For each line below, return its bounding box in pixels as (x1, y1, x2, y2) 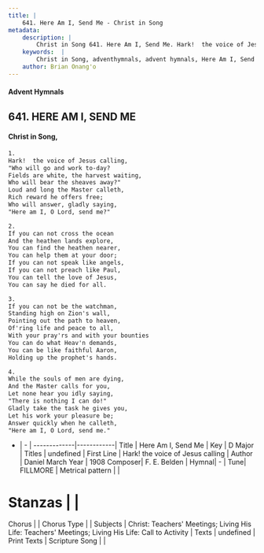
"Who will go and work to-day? (8, 164, 111, 172)
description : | (22, 33, 72, 42)
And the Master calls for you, (8, 383, 111, 391)
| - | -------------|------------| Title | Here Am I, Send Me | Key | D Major (19, 440, 254, 450)
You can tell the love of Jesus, (8, 273, 118, 281)
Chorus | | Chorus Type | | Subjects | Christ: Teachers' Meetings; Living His (8, 519, 251, 529)
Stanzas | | (8, 493, 80, 511)
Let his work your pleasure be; (8, 411, 114, 420)
